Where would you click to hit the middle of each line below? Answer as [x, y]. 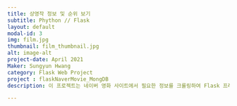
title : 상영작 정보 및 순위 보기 [49, 14]
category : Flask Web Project [50, 72]
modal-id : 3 [25, 33]
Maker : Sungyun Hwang [39, 66]
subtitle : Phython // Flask [49, 20]
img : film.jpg [28, 40]
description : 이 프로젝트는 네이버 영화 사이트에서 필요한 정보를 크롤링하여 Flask [114, 86]
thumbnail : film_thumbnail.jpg [53, 46]
